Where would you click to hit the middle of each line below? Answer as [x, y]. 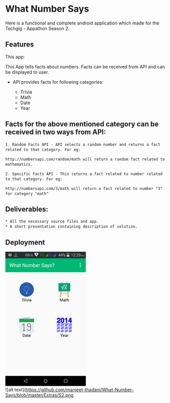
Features [20, 45]
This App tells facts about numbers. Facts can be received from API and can [85, 66]
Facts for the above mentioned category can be [82, 124]
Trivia [26, 92]
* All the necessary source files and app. [52, 222]
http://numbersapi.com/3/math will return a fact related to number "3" [84, 188]
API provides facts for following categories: [58, 82]
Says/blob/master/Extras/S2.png [39, 395]
